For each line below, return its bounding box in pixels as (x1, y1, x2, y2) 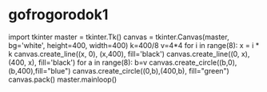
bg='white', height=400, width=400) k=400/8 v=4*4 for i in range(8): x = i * (8, 40, 260, 50)
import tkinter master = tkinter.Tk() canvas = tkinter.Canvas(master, (8, 32, 229, 42)
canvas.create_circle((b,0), (149, 58, 237, 67)
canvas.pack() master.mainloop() (8, 74, 118, 84)
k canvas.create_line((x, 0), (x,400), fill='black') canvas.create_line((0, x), (8, 49, 250, 58)
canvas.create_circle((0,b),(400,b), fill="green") (72, 66, 229, 75)
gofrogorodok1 (8, 6, 109, 24)
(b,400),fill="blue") (8, 66, 71, 75)
